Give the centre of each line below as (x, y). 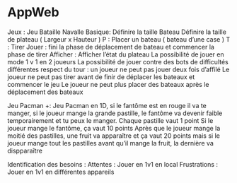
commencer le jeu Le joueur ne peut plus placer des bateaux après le (108, 84)
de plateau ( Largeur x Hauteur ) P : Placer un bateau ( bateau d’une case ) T (119, 39)
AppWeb (33, 12)
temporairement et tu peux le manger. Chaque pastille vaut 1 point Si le (110, 120)
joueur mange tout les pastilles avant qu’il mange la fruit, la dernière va (111, 143)
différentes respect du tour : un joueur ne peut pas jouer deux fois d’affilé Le (118, 69)
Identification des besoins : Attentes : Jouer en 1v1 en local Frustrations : (112, 164)
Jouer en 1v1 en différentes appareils (61, 172)
